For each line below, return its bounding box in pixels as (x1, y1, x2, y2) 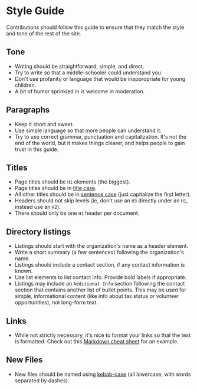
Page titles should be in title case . (14, 185, 97, 192)
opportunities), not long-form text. (14, 299, 98, 306)
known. (14, 267, 33, 275)
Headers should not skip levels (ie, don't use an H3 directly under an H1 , (14, 197, 188, 204)
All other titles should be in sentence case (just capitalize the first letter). (14, 191, 191, 198)
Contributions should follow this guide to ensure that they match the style (6, 24, 185, 31)
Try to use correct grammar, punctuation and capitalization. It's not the (14, 133, 187, 140)
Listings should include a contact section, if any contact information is (14, 261, 185, 268)
